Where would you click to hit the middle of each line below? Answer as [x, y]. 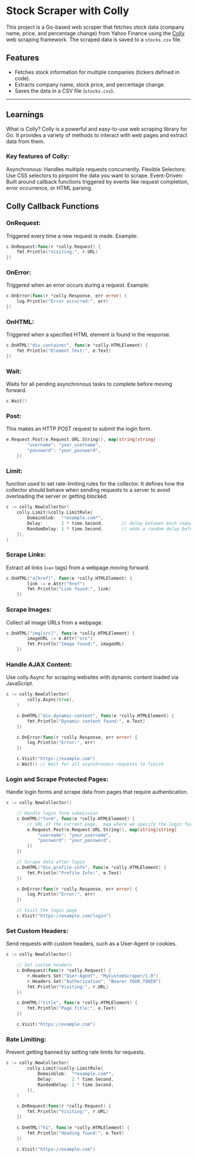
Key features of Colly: [38, 157]
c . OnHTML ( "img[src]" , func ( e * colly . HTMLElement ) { [70, 633]
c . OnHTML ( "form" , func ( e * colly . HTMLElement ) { [76, 819]
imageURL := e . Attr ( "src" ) [60, 639]
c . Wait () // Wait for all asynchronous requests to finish [90, 764]
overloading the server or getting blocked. [57, 496]
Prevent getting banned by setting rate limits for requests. [76, 1052]
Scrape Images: [29, 610]
